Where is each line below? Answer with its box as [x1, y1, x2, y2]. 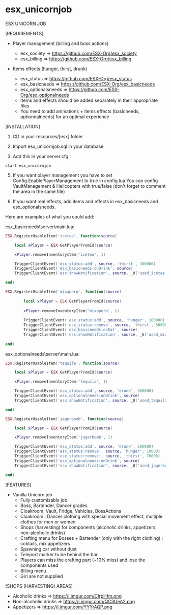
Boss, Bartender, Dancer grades [20, 502, 88, 509]
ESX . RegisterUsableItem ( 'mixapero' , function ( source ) [5, 289, 122, 295]
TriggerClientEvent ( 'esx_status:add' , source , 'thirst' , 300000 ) [14, 261, 156, 267]
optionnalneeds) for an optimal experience [20, 114, 109, 120]
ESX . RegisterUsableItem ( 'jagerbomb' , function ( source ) [5, 416, 124, 422]
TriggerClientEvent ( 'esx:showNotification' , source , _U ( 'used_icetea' [14, 271, 167, 276]
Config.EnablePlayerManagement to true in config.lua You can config [12, 178, 158, 184]
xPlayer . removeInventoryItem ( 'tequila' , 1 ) [14, 379, 108, 384]
